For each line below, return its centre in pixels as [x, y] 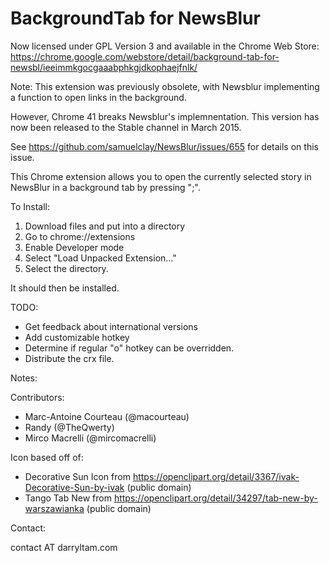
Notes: [24, 378]
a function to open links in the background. [98, 97]
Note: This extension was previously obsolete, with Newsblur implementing [165, 86]
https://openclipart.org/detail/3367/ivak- [216, 476]
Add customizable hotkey [77, 337]
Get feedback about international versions [111, 326]
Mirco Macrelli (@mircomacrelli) [90, 438]
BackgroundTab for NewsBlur [135, 18]
